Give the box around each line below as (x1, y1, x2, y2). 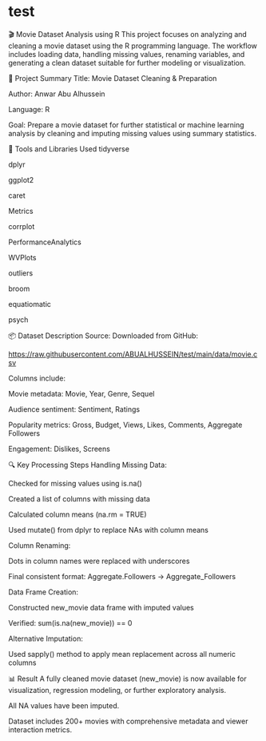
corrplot (8, 221, 35, 231)
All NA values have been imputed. (8, 700, 120, 711)
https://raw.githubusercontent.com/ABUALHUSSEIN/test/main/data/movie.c (8, 349, 258, 359)
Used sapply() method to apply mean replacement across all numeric (8, 649, 236, 658)
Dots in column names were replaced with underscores (8, 556, 190, 566)
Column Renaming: (8, 540, 71, 550)
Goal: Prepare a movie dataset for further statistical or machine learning (8, 119, 245, 130)
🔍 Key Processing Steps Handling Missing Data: (8, 460, 168, 469)
